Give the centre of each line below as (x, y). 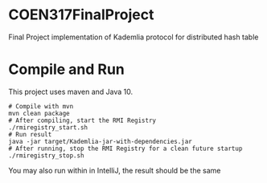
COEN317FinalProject (81, 15)
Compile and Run (66, 69)
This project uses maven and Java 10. (71, 91)
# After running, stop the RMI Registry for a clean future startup (125, 148)
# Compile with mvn (41, 106)
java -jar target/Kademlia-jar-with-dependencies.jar (101, 141)
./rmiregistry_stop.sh (46, 155)
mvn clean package (39, 113)
